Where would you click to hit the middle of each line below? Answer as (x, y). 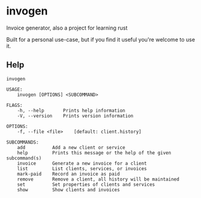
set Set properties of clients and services (86, 184)
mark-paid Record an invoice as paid (69, 174)
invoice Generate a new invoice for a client (82, 163)
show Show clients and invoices (69, 190)
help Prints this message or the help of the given (94, 153)
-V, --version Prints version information (75, 116)
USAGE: (14, 89)
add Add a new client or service (71, 147)
